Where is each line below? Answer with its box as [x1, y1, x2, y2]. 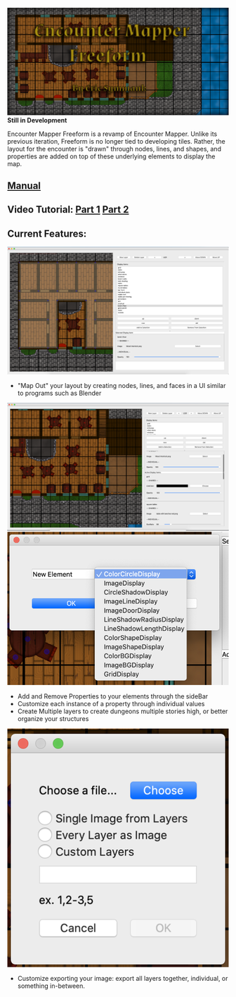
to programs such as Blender [17, 389, 102, 398]
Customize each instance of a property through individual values [17, 700, 205, 708]
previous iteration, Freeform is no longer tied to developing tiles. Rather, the [7, 137, 226, 145]
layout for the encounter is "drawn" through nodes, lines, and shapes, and [7, 144, 221, 153]
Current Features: [7, 227, 87, 239]
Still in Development [7, 115, 67, 124]
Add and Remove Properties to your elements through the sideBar [17, 692, 209, 701]
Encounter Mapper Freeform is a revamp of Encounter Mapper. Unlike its [7, 130, 218, 138]
